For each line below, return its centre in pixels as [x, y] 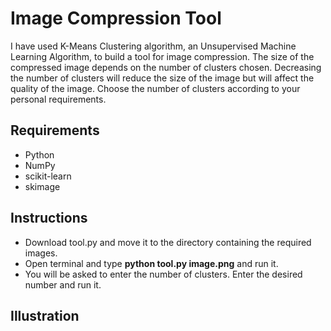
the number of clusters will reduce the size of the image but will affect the [162, 78]
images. [41, 253]
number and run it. [63, 284]
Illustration [45, 315]
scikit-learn [48, 176]
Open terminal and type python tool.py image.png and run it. [151, 263]
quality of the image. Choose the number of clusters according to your [155, 88]
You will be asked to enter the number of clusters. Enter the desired [163, 274]
